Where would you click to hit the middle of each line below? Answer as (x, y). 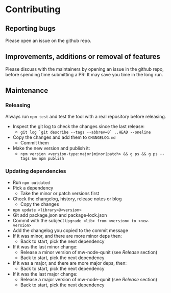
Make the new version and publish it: (51, 148)
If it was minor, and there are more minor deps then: (67, 236)
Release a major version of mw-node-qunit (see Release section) (89, 279)
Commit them (34, 142)
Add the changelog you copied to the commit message (70, 230)
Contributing (33, 9)
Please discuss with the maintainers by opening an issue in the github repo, (85, 69)
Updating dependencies (36, 171)
